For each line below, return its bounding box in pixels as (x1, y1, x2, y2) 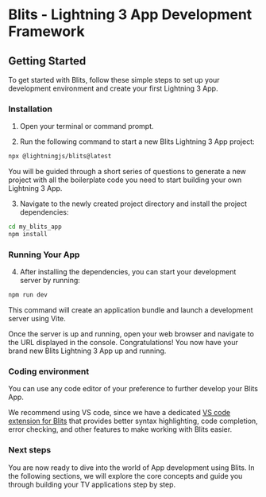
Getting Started (8, 54, 87, 68)
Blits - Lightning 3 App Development (8, 6, 253, 24)
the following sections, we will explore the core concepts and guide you (8, 471, 243, 480)
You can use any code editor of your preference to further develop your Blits (8, 384, 258, 394)
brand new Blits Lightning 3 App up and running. (8, 346, 167, 355)
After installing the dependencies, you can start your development (19, 267, 237, 277)
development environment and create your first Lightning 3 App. (8, 83, 218, 93)
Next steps (8, 445, 52, 456)
